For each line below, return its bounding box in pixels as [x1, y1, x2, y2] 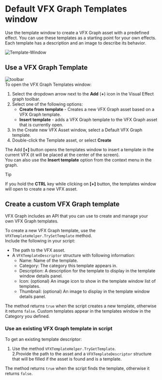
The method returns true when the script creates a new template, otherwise [5, 303, 157, 309]
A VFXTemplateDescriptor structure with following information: [12, 252, 135, 258]
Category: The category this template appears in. [19, 263, 118, 269]
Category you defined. [5, 313, 50, 319]
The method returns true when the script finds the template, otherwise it [5, 365, 150, 371]
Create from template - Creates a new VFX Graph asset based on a [19, 106, 155, 112]
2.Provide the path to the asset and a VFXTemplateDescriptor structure [12, 350, 152, 357]
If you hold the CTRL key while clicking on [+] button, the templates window [5, 181, 156, 187]
